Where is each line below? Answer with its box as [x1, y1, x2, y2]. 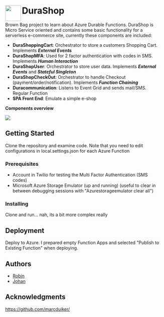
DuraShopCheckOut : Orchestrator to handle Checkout [12, 74, 126, 80]
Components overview [5, 105, 54, 111]
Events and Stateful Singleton [12, 68, 76, 75]
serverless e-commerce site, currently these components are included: [5, 32, 152, 38]
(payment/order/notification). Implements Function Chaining [12, 79, 138, 85]
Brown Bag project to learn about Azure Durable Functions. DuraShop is [5, 22, 154, 28]
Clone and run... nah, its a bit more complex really [5, 212, 108, 218]
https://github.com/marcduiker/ [5, 306, 70, 312]
